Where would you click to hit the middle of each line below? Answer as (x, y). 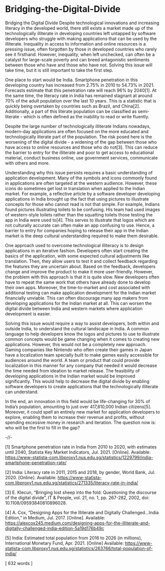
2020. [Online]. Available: (31, 477)
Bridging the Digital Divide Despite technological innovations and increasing (82, 23)
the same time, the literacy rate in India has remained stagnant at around (79, 96)
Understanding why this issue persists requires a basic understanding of (79, 172)
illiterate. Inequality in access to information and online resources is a (76, 44)
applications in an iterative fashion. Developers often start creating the (77, 251)
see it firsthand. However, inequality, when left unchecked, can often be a (80, 54)
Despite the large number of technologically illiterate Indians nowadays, (78, 126)
